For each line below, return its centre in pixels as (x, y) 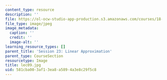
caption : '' (22, 33)
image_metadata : (22, 28)
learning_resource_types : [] (35, 47)
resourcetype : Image (27, 61)
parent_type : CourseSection (34, 56)
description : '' (22, 14)
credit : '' (21, 38)
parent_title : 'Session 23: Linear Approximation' (59, 51)
